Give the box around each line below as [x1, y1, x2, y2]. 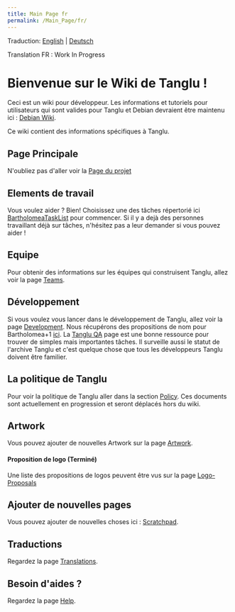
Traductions [7, 538, 62, 550]
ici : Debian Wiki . [7, 113, 57, 122]
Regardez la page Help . [7, 596, 76, 605]
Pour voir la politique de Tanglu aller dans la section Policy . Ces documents [7, 391, 227, 401]
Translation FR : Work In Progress [7, 50, 105, 59]
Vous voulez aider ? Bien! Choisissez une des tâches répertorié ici [7, 206, 200, 215]
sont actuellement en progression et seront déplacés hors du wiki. [7, 399, 201, 408]
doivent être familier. [7, 352, 67, 361]
